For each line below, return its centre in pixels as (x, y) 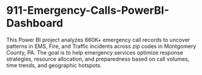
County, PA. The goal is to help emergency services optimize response (95, 52)
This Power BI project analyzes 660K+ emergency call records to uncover (98, 40)
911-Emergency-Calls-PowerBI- (88, 10)
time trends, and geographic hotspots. (54, 65)
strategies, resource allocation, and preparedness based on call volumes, (98, 59)
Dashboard (35, 23)
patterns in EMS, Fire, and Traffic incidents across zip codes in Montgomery (101, 46)
